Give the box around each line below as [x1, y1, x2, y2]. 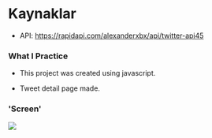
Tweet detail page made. [19, 84, 101, 93]
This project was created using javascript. [19, 69, 156, 78]
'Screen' [8, 103, 42, 114]
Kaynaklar [8, 5, 76, 23]
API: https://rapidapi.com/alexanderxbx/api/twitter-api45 [19, 31, 204, 40]
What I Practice [8, 50, 69, 62]
